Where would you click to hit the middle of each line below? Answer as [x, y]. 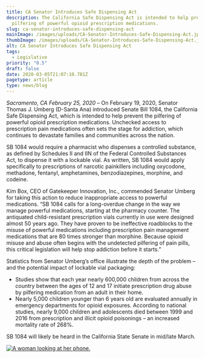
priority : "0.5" [27, 63]
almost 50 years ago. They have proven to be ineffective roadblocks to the [100, 223]
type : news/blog [27, 86]
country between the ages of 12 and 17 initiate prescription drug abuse [104, 286]
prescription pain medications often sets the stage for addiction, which [95, 129]
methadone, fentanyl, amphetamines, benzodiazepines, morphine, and [95, 173]
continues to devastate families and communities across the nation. [90, 135]
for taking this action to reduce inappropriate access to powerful [87, 198]
